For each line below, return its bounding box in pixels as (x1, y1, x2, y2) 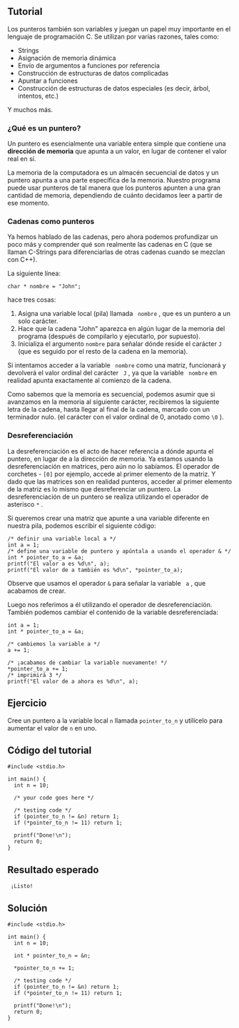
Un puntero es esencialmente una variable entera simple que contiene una (7, 139, 226, 148)
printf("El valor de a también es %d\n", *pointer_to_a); (7, 566, 183, 574)
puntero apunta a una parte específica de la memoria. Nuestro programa (7, 176, 221, 185)
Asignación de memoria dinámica (17, 54, 116, 62)
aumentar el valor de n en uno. (7, 723, 97, 732)
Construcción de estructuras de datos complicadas (17, 68, 169, 77)
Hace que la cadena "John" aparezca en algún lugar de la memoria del (17, 325, 225, 333)
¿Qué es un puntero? (7, 123, 81, 133)
